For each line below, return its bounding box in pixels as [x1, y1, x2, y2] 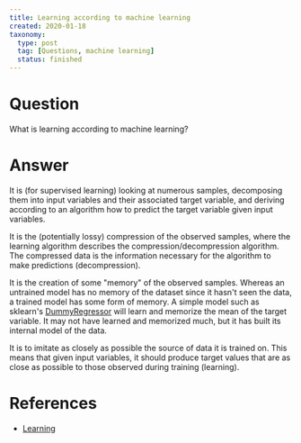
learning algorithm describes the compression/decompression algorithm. [9, 240, 279, 251]
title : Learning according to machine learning [9, 13, 191, 23]
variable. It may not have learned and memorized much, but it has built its [9, 315, 281, 326]
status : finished [17, 55, 83, 64]
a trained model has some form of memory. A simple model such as [9, 296, 260, 307]
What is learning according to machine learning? [9, 123, 189, 134]
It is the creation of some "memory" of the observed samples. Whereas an [9, 276, 285, 288]
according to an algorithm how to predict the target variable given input [9, 203, 274, 214]
